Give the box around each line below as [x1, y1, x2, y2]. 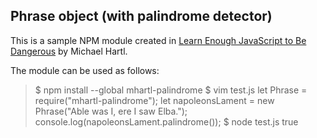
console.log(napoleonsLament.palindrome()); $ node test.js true [34, 115, 299, 128]
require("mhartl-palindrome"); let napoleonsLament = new [34, 94, 275, 106]
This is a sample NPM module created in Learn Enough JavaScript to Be [10, 34, 307, 46]
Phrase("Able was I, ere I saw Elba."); [34, 105, 188, 117]
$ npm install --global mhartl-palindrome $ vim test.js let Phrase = [34, 84, 308, 96]
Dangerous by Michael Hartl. [10, 45, 128, 57]
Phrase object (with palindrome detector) [10, 8, 273, 25]
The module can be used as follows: [10, 64, 160, 76]
